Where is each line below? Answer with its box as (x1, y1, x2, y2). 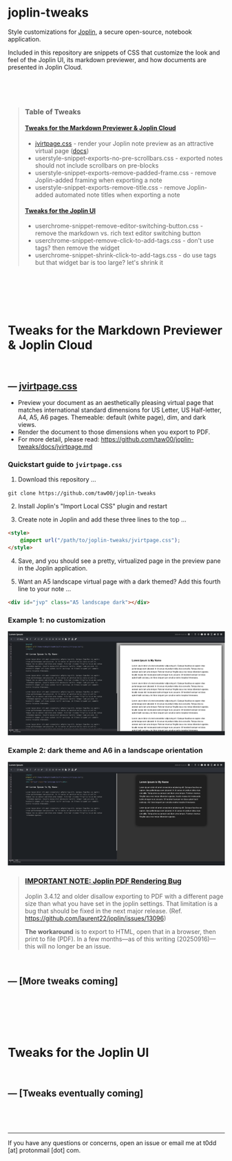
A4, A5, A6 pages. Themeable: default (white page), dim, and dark (17, 413, 206, 421)
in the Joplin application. (17, 564, 88, 572)
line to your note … (17, 584, 72, 593)
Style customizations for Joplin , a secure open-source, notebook (8, 28, 192, 36)
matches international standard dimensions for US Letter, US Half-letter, (17, 406, 222, 415)
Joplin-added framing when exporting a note (34, 176, 162, 184)
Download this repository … (17, 475, 96, 484)
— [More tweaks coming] (8, 975, 118, 987)
